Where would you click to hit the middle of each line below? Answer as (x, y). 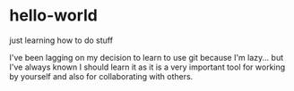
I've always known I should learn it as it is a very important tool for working (147, 67)
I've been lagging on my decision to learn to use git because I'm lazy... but (147, 57)
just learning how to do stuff (61, 40)
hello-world (54, 16)
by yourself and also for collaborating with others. (101, 76)
